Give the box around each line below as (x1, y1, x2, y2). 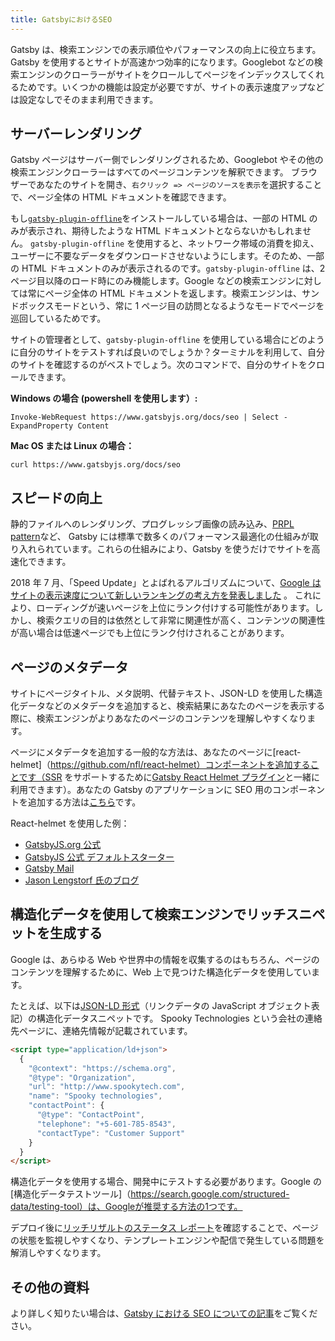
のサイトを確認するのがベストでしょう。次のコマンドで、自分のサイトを (10, 359, 308, 371)
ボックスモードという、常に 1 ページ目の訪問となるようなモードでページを (18, 300, 325, 312)
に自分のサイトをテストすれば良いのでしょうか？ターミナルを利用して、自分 (10, 346, 325, 358)
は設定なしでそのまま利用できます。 (10, 93, 159, 105)
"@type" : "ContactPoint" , (36, 1110, 145, 1120)
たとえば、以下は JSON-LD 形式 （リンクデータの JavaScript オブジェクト (10, 999, 312, 1011)
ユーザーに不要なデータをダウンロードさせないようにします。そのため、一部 (10, 250, 325, 262)
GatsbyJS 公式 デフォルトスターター (24, 851, 175, 863)
